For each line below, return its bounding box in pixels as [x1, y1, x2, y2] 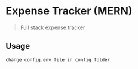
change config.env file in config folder [5, 57, 111, 63]
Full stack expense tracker [20, 24, 85, 31]
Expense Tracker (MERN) [5, 4, 133, 18]
